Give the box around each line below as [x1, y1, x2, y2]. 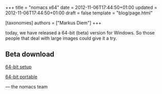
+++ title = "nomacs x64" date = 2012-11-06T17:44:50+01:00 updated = [5, 5, 157, 10]
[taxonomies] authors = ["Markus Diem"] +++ [5, 20, 102, 26]
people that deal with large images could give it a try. [5, 35, 117, 41]
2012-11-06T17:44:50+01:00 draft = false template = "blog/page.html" [5, 10, 153, 16]
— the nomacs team [5, 83, 48, 89]
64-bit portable [5, 73, 37, 80]
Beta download [5, 50, 55, 59]
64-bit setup [5, 64, 32, 70]
